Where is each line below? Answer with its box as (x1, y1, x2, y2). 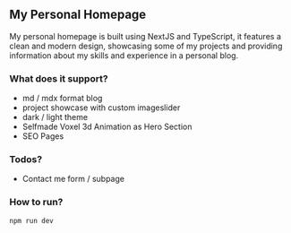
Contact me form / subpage (21, 174, 125, 185)
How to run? (9, 196, 64, 209)
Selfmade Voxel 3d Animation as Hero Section (21, 121, 193, 133)
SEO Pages (21, 131, 64, 142)
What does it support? (9, 72, 109, 84)
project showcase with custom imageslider (21, 102, 181, 113)
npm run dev (9, 216, 54, 225)
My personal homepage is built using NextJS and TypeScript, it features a (9, 30, 282, 41)
